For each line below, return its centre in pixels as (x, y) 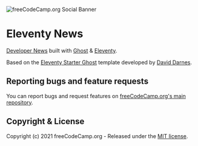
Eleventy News (45, 34)
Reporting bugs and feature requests (78, 81)
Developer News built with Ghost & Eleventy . (62, 50)
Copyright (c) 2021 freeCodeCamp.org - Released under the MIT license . (97, 136)
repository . (20, 102)
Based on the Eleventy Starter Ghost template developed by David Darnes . (99, 62)
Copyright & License (45, 121)
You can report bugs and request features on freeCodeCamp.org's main (96, 96)
